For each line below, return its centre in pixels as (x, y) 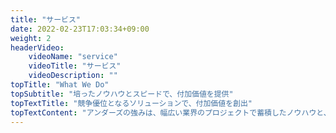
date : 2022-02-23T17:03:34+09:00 (80, 29)
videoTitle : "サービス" (75, 66)
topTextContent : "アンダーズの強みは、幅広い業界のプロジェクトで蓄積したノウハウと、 (171, 112)
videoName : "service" (73, 57)
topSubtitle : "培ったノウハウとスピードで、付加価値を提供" (122, 94)
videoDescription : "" (73, 76)
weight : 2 (31, 38)
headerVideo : (37, 47)
